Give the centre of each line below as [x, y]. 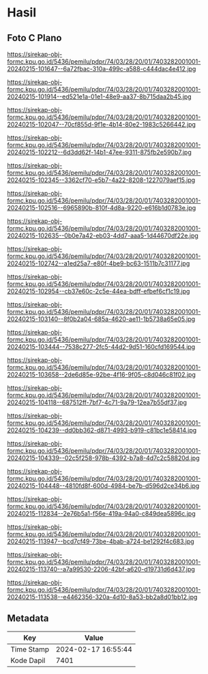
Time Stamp [30, 649]
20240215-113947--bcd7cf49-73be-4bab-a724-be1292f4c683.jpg [101, 541]
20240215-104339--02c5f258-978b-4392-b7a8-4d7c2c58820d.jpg [103, 458]
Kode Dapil [28, 660]
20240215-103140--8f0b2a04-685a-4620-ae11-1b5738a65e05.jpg [101, 319]
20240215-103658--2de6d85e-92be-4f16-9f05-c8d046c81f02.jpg [102, 375]
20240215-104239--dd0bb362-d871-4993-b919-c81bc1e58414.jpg [102, 430]
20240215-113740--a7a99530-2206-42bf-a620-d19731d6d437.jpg [101, 569]
